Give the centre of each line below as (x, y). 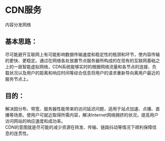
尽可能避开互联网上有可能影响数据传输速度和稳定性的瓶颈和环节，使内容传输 (82, 54)
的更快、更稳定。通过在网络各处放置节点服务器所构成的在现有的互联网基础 (80, 60)
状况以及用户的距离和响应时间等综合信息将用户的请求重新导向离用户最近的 (84, 73)
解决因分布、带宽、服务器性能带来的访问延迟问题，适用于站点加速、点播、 (80, 109)
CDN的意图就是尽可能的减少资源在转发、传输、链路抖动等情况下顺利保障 (79, 127)
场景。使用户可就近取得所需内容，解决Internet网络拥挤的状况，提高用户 (86, 115)
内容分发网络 (18, 25)
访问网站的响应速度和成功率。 (35, 121)
